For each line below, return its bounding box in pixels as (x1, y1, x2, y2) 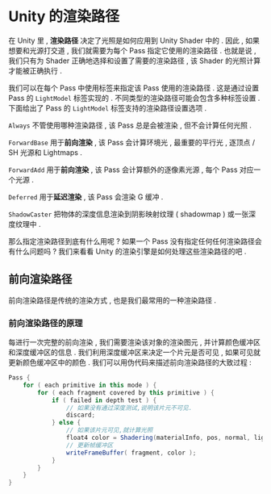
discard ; (65, 411, 95, 420)
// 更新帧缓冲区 (65, 441, 114, 449)
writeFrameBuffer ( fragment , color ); (65, 449, 197, 457)
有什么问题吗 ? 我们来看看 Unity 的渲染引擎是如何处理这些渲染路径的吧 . (8, 246, 247, 256)
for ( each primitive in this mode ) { (23, 381, 157, 389)
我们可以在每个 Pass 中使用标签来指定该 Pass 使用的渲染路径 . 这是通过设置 (8, 82, 260, 93)
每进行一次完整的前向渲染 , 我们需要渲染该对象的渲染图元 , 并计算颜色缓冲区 (8, 337, 261, 347)
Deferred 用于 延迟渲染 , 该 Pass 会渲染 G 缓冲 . (8, 191, 164, 202)
